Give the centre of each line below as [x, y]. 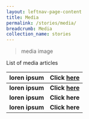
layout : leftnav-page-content [44, 12]
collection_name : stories [38, 34]
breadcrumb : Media [29, 29]
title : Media [23, 17]
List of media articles [32, 63]
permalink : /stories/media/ [41, 23]
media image [37, 51]
